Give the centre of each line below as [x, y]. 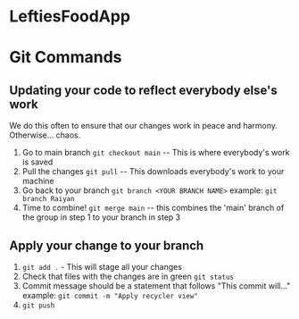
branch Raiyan [48, 199]
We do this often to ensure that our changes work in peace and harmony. [144, 126]
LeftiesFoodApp [70, 17]
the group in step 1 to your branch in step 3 [101, 217]
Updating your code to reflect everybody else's [144, 90]
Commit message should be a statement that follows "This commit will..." [156, 286]
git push [38, 306]
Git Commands [66, 58]
